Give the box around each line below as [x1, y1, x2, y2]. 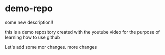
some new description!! [5, 19, 53, 25]
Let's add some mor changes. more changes [5, 44, 97, 50]
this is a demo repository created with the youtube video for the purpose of [5, 29, 160, 35]
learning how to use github [5, 34, 60, 40]
